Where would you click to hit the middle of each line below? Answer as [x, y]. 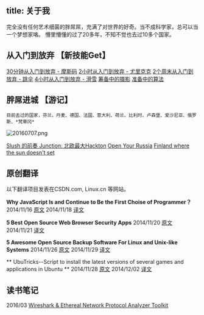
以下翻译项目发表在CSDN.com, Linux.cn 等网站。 [68, 189]
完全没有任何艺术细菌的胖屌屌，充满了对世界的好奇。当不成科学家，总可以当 [102, 27]
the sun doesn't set [30, 153]
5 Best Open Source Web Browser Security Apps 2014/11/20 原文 [90, 223]
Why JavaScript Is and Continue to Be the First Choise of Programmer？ [99, 202]
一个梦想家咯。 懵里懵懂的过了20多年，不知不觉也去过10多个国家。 [90, 34]
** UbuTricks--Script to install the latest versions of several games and [95, 262]
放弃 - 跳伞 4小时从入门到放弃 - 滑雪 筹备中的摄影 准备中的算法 [85, 79]
